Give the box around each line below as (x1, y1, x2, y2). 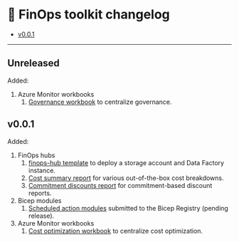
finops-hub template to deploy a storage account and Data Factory (28, 158, 225, 167)
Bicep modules (17, 196, 62, 205)
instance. (28, 166, 55, 174)
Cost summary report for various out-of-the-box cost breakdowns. (28, 174, 224, 182)
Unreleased (7, 57, 60, 70)
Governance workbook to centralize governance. (28, 98, 172, 106)
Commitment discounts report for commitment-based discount (28, 181, 213, 189)
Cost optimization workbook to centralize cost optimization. (28, 226, 203, 235)
